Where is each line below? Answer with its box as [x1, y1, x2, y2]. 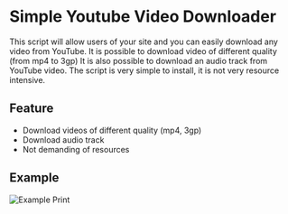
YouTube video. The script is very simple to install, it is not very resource [9, 65, 280, 76]
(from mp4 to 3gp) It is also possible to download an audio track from [9, 55, 268, 66]
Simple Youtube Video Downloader [9, 6, 277, 27]
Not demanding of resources [22, 144, 130, 154]
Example [9, 170, 60, 186]
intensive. [9, 74, 46, 85]
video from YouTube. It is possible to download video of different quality [9, 45, 278, 56]
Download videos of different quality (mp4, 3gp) [22, 125, 202, 135]
